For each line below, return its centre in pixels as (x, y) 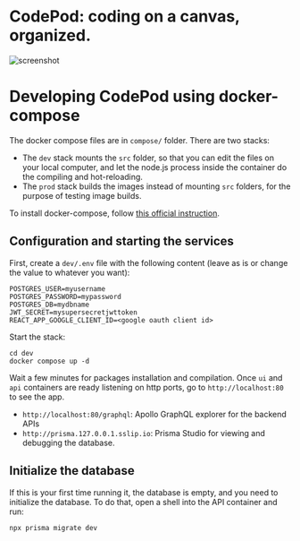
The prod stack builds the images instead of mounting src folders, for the (156, 186)
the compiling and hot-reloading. (82, 176)
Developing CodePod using (112, 97)
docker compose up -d (50, 361)
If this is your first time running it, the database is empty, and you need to (144, 492)
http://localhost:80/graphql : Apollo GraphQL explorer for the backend (154, 414)
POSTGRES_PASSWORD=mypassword (66, 296)
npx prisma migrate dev (54, 528)
